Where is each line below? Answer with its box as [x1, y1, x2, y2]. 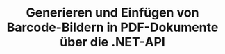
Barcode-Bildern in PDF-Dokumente [6, 19, 219, 35]
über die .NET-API [59, 35, 166, 50]
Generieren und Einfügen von [26, 5, 199, 21]
